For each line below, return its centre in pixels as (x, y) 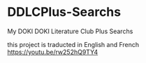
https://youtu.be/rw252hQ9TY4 (53, 52)
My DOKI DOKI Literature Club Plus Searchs (70, 31)
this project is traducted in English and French (73, 44)
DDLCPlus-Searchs (64, 12)
